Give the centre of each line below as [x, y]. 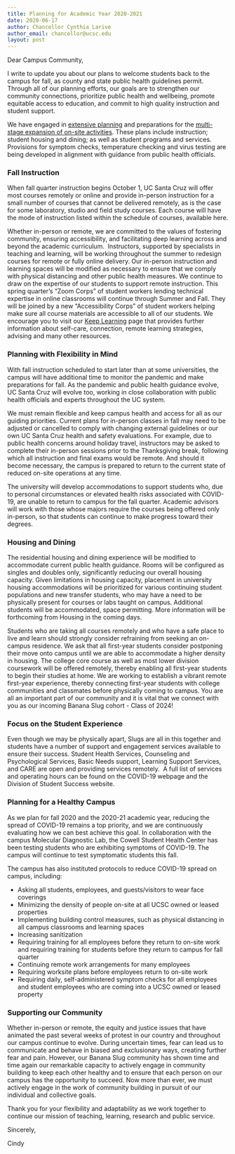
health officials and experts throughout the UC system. [87, 399]
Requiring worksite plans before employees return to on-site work [113, 972]
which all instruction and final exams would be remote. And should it [106, 458]
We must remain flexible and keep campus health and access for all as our [115, 413]
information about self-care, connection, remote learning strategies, [105, 328]
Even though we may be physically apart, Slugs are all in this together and [114, 739]
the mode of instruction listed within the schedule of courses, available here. [118, 218]
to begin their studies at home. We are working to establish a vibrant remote [117, 676]
